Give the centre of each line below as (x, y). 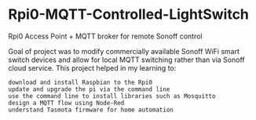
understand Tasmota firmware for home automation (91, 110)
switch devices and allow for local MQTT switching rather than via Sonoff (126, 60)
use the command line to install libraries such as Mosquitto (112, 96)
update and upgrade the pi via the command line (89, 89)
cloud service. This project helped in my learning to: (92, 67)
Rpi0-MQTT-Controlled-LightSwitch (129, 15)
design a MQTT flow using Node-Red (66, 103)
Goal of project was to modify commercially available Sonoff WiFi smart (124, 51)
